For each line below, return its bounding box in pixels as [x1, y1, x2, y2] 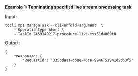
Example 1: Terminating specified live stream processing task [5, 4, 132, 10]
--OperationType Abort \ [14, 27, 64, 32]
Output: [5, 40, 20, 46]
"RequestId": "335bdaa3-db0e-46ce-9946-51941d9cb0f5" [22, 58, 134, 63]
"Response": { [14, 54, 42, 58]
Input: [5, 14, 17, 19]
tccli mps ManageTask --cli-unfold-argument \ [5, 23, 103, 28]
